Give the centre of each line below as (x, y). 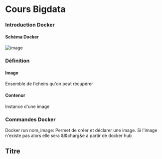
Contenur (15, 95)
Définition (17, 61)
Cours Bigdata (35, 9)
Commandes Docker (30, 119)
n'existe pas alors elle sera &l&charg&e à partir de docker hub (69, 135)
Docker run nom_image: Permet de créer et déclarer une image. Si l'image (81, 130)
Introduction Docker (30, 25)
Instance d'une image (27, 106)
